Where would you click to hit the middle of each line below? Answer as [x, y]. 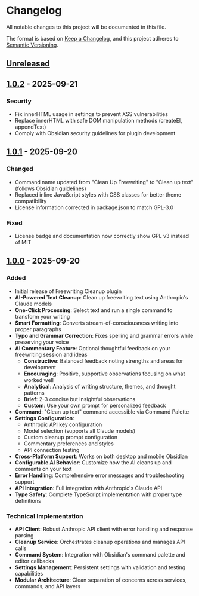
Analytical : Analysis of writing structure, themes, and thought [99, 386]
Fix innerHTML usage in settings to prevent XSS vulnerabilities [91, 114]
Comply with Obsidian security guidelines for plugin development [95, 133]
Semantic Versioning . [32, 45]
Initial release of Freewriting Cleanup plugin [68, 291]
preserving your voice [42, 342]
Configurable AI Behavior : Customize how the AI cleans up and [93, 462]
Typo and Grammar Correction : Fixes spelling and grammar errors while [104, 335]
